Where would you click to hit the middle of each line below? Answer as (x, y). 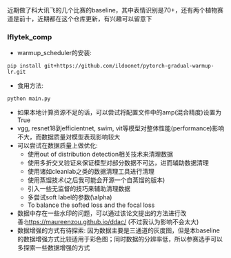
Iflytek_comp (30, 37)
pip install (24, 66)
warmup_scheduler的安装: (54, 53)
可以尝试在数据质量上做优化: (57, 146)
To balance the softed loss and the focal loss (91, 205)
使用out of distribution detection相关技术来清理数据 (100, 155)
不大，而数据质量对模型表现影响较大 (69, 137)
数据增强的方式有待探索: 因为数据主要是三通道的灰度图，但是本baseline (119, 230)
